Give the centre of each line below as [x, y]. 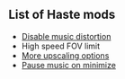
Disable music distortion [66, 36]
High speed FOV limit [61, 46]
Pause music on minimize [68, 65]
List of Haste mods [62, 15]
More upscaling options [65, 55]
